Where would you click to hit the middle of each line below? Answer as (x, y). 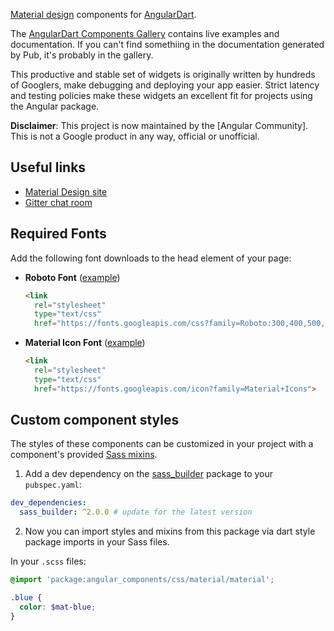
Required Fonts (58, 234)
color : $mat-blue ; (58, 607)
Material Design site (66, 191)
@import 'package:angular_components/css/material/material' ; (142, 580)
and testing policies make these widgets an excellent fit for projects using (161, 95)
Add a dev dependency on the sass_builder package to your (149, 474)
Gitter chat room (58, 202)
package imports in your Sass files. (97, 542)
